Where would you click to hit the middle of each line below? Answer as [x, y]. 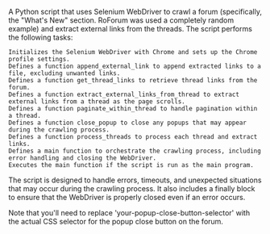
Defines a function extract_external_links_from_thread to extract [124, 94]
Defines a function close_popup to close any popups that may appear [128, 123]
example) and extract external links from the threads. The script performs [130, 29]
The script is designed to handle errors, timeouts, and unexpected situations [135, 180]
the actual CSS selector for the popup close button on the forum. [116, 221]
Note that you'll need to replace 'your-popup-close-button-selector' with [129, 213]
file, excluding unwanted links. [64, 73]
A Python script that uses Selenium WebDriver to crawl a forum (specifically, [135, 12]
